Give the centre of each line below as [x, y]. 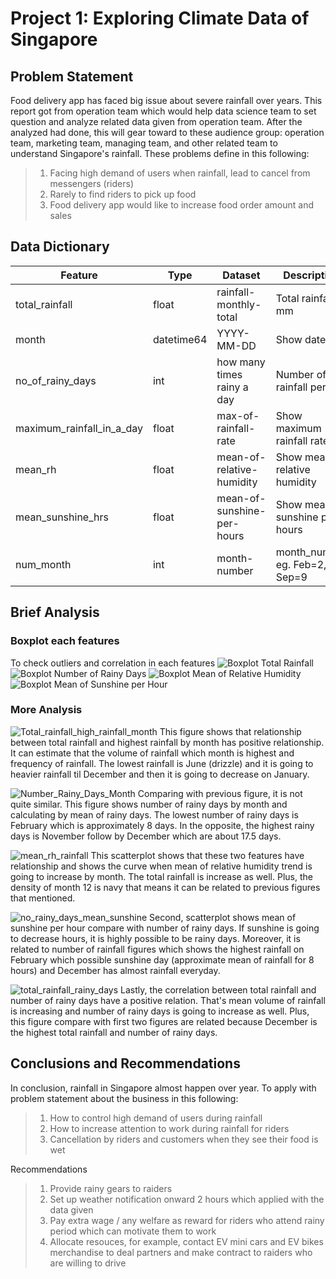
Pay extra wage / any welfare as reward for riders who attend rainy [187, 1220]
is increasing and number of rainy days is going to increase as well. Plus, [160, 1011]
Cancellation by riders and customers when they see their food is [184, 1139]
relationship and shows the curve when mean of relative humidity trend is [161, 866]
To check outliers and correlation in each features [113, 663]
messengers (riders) [91, 183]
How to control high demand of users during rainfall [156, 1118]
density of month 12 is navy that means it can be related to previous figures [165, 887]
